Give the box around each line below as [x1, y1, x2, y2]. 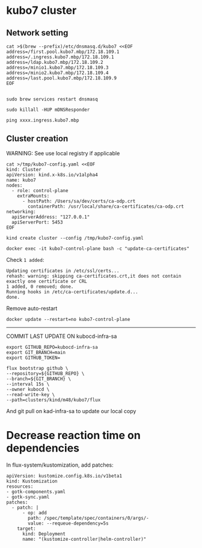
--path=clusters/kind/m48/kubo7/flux [6, 397, 101, 403]
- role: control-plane [11, 187, 69, 193]
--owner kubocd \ [6, 386, 50, 392]
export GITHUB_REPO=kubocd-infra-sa [6, 344, 98, 350]
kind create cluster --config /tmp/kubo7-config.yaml [6, 235, 144, 241]
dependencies [6, 441, 80, 455]
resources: [6, 483, 34, 490]
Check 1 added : [6, 256, 44, 263]
